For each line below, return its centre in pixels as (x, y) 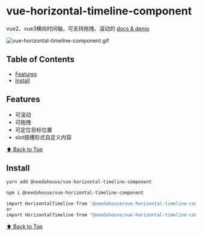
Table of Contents (41, 59)
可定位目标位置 (33, 129)
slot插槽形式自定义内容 (43, 137)
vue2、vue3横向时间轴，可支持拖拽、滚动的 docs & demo (78, 28)
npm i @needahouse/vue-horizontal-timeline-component (75, 193)
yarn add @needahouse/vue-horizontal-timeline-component (79, 182)
